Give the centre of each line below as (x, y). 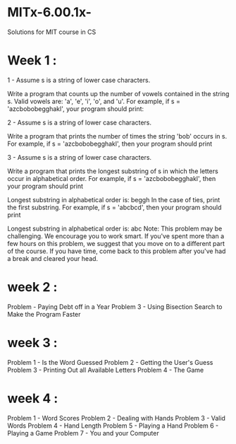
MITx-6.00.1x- (49, 12)
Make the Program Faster (44, 314)
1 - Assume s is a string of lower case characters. (79, 80)
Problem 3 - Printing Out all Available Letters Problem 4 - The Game (106, 370)
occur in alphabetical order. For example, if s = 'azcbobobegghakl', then (112, 178)
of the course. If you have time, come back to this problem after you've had (117, 251)
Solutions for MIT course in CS (52, 32)
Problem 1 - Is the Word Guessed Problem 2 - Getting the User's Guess (110, 362)
